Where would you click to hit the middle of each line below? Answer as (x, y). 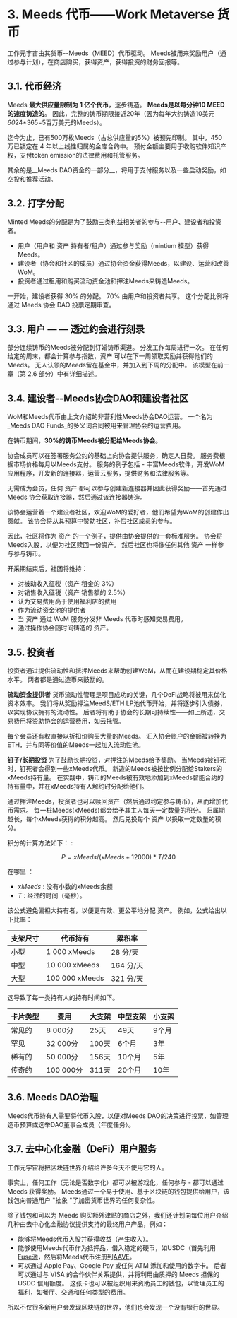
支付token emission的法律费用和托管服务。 (82, 155)
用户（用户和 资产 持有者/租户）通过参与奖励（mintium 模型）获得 (113, 245)
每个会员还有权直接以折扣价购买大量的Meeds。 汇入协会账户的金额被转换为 (117, 736)
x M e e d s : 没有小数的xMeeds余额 (65, 887)
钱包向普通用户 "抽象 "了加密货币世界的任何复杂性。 (83, 1200)
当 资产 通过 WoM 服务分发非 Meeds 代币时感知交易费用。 (102, 619)
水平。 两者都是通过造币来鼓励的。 (57, 679)
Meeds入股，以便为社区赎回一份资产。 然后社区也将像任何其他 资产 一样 (113, 545)
